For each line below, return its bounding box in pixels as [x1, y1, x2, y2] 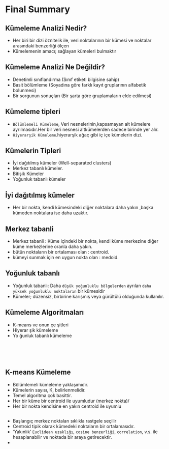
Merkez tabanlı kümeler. [12, 165, 63, 172]
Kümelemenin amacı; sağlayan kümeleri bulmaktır [12, 48, 117, 54]
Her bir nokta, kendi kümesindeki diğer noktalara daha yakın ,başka [12, 205, 154, 211]
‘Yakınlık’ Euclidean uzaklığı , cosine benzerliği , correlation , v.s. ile [12, 429, 158, 435]
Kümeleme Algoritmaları [5, 308, 84, 317]
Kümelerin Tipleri [5, 147, 61, 155]
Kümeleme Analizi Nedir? [5, 24, 87, 33]
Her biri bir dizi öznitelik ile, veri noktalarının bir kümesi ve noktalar [12, 37, 152, 43]
